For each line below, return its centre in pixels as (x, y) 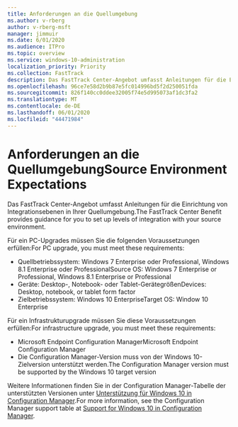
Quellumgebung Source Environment (117, 169)
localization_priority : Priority (57, 67)
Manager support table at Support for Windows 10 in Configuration (105, 408)
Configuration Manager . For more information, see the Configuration (106, 400)
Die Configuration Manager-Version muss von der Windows (104, 357)
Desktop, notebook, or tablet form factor (76, 292)
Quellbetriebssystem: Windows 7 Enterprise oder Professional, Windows (123, 261)
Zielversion (34, 364)
